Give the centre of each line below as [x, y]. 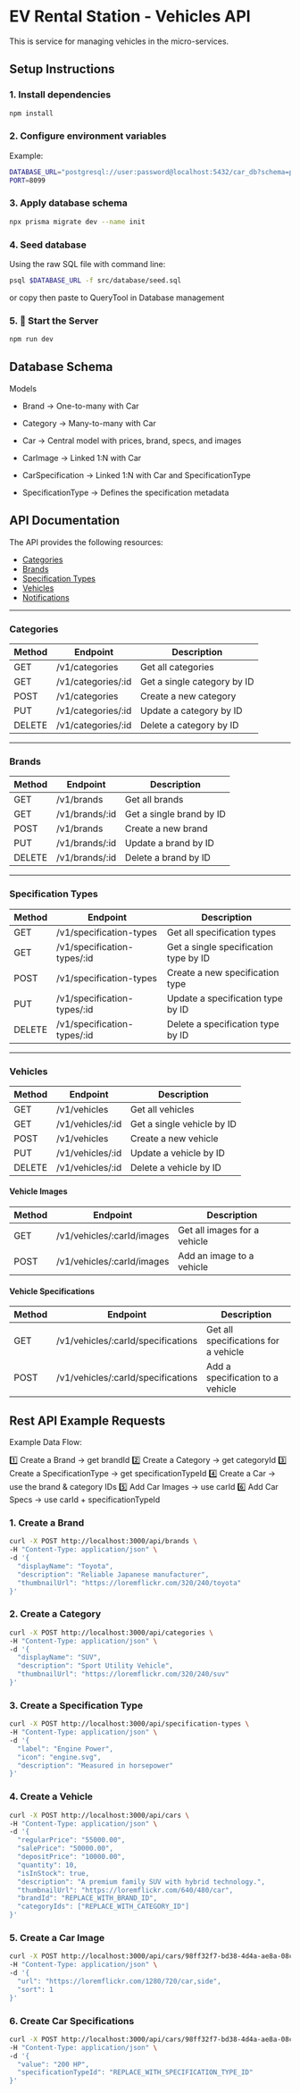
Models [23, 388]
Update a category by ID [191, 710]
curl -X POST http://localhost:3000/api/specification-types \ [129, 1724]
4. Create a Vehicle [51, 1796]
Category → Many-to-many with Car [89, 423]
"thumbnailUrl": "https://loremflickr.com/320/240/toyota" [129, 1583]
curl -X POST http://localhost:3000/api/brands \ [104, 1542]
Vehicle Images [38, 1191]
